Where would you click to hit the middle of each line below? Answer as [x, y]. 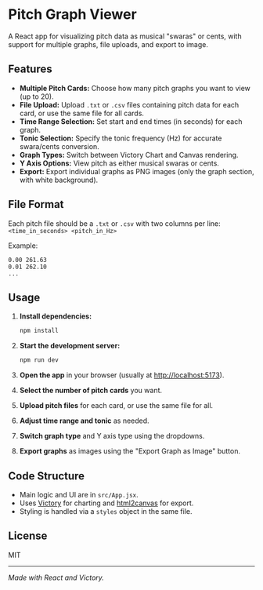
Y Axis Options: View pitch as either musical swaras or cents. [119, 163]
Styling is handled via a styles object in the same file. [106, 511]
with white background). [59, 180]
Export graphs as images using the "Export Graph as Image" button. [130, 451]
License [28, 536]
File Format [36, 204]
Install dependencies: [56, 316]
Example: [23, 246]
